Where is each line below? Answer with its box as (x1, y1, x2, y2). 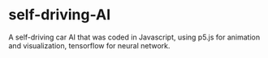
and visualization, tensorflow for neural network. (8, 40, 171, 50)
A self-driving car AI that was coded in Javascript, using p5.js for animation (8, 32, 261, 42)
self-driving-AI (8, 6, 111, 24)
